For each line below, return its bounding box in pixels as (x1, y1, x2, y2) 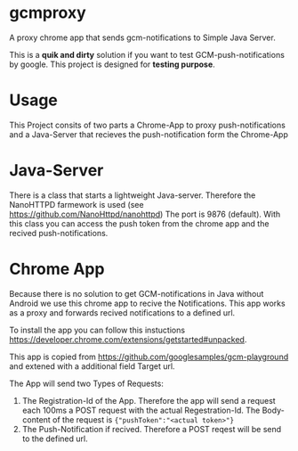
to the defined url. (21, 433, 88, 444)
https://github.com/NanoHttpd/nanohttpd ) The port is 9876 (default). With (9, 209, 281, 219)
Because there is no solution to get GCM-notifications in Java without (9, 288, 264, 299)
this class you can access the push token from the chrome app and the (9, 217, 270, 229)
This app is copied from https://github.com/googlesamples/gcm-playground (9, 351, 289, 362)
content (21, 414, 51, 425)
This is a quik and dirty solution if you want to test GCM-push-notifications (9, 49, 285, 60)
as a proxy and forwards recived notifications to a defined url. (9, 307, 236, 318)
